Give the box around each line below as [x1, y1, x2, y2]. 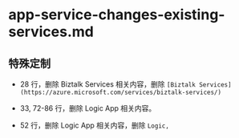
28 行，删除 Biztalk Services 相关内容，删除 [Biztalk [19, 79, 196, 89]
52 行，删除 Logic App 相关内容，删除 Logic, [19, 120, 170, 130]
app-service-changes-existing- [8, 6, 225, 24]
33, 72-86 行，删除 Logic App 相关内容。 [19, 103, 156, 113]
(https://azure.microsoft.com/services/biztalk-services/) [19, 88, 222, 96]
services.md [8, 22, 94, 41]
